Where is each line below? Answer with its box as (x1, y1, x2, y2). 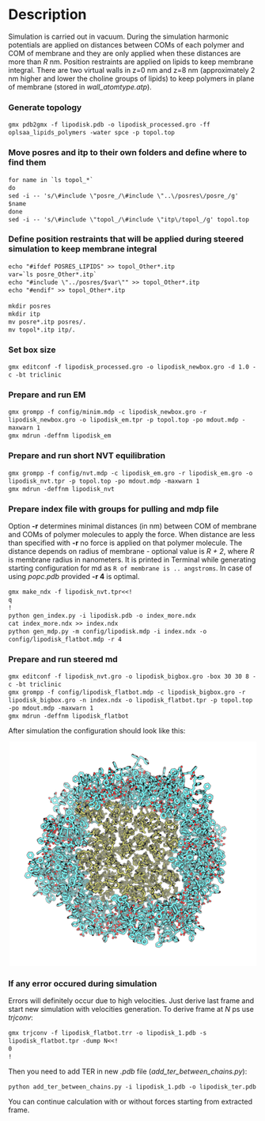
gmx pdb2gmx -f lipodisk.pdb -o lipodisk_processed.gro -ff (8, 121, 211, 129)
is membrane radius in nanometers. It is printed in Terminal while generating (8, 555, 256, 565)
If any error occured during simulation (8, 978, 157, 989)
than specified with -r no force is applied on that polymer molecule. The (8, 538, 243, 547)
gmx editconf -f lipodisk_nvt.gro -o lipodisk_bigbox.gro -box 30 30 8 (8, 672, 249, 681)
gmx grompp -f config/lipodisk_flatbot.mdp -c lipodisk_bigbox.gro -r (8, 688, 246, 697)
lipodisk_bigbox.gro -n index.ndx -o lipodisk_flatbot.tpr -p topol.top (8, 696, 253, 705)
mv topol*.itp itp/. (8, 326, 77, 334)
